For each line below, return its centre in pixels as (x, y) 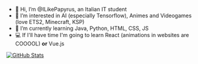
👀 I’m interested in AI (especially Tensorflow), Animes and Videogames (103, 16)
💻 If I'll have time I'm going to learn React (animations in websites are (102, 35)
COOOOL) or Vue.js (40, 44)
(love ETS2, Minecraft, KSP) (50, 22)
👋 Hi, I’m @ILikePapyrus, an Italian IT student (71, 9)
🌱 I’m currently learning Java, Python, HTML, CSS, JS (82, 28)
